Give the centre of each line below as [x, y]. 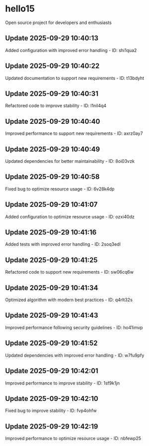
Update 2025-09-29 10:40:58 [52, 177]
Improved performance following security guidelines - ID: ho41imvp [74, 327]
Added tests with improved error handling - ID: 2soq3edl [63, 244]
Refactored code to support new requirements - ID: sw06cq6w [70, 272]
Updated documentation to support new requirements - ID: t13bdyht [75, 78]
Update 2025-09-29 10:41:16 [51, 232]
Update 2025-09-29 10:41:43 [52, 315]
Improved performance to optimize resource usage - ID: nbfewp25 [73, 439]
